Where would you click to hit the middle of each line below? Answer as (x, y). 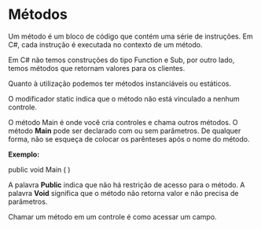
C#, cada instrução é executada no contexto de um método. (105, 44)
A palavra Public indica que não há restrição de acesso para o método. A (127, 185)
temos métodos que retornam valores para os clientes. (97, 68)
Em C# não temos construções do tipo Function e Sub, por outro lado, (121, 60)
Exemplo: (24, 154)
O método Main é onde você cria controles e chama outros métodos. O (123, 122)
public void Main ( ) (39, 169)
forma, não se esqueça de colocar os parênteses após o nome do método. (129, 139)
